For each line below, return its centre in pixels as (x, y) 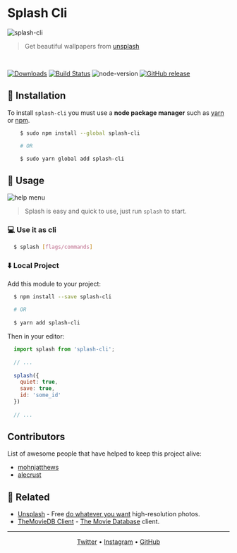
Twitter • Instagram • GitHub (119, 542)
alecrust (29, 475)
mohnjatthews (38, 468)
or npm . (19, 120)
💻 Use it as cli (32, 230)
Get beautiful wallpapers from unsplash (82, 46)
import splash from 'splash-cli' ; (64, 350)
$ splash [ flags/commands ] (53, 247)
